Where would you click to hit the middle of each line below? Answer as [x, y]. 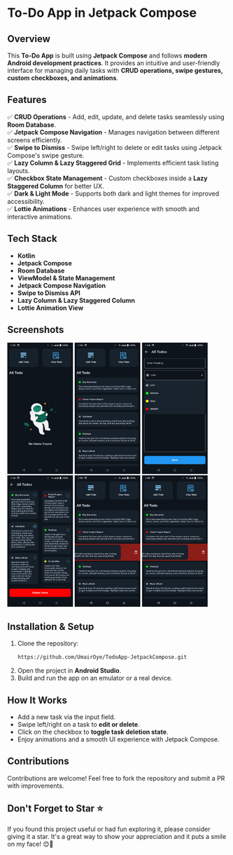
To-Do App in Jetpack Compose [102, 13]
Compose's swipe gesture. [46, 155]
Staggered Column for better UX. [56, 186]
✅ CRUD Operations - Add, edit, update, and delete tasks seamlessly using [116, 116]
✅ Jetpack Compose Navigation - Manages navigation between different [113, 132]
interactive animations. [40, 217]
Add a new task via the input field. [66, 717]
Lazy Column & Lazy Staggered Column [76, 300]
